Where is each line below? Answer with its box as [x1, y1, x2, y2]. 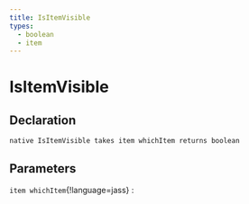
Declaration [9, 112, 77, 128]
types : [9, 22, 34, 31]
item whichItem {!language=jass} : [9, 185, 134, 196]
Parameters [9, 161, 77, 176]
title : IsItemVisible [9, 13, 91, 22]
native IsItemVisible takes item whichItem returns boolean [9, 137, 241, 146]
